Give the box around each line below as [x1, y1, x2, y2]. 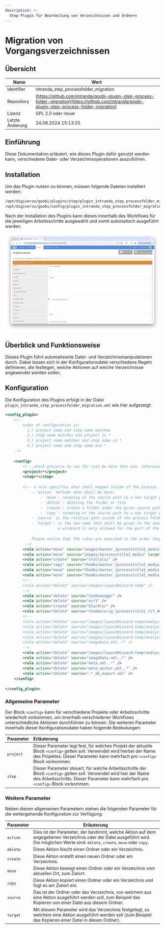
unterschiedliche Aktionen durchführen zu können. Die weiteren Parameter [5, 719, 157, 726]
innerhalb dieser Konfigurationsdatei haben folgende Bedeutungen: [5, 725, 141, 731]
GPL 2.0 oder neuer [35, 110, 76, 116]
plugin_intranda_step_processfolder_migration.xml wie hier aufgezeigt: [5, 402, 152, 408]
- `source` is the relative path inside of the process [31, 516, 148, 521]
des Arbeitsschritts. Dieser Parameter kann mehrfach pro [33, 776, 149, 782]
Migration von [5, 35, 63, 46]
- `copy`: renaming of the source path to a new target [40, 510, 157, 515]
